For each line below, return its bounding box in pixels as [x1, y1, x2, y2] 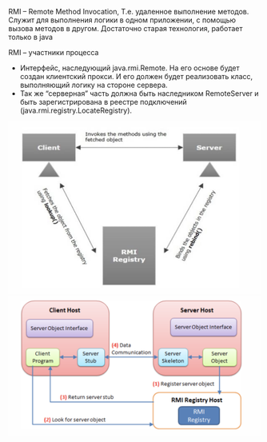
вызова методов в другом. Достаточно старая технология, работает [8, 24, 243, 33]
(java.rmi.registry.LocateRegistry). [19, 106, 133, 115]
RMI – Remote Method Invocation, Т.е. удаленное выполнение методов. [8, 7, 249, 16]
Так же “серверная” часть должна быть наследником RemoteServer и [19, 89, 259, 98]
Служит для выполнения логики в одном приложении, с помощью [8, 15, 237, 25]
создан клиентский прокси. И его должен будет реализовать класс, [19, 72, 253, 81]
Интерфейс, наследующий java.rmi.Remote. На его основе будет [19, 63, 240, 73]
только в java [8, 32, 54, 42]
